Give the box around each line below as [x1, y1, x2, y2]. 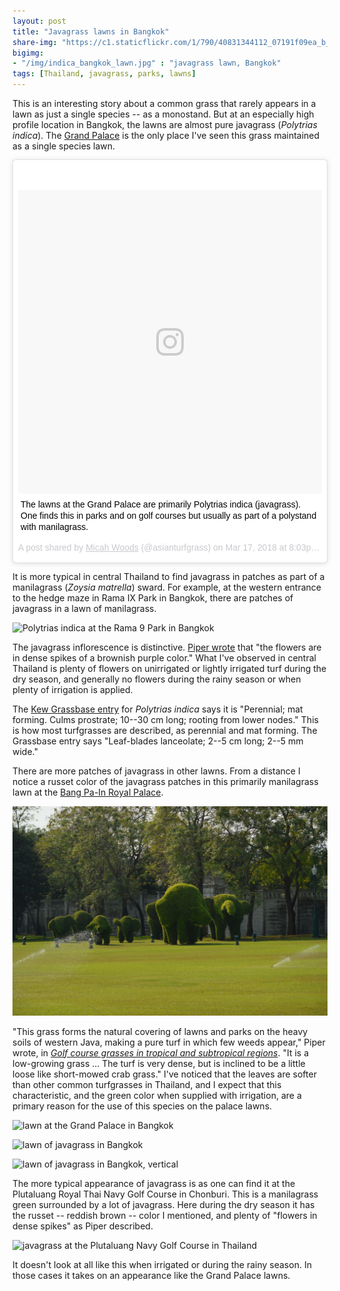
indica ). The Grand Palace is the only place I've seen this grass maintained [12, 130, 320, 141]
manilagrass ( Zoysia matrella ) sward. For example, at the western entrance [12, 581, 322, 593]
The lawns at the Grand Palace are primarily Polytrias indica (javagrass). [20, 499, 302, 510]
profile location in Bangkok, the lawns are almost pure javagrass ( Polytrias [12, 119, 318, 130]
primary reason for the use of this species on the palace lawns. [12, 1100, 273, 1112]
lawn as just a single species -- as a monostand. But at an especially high [12, 108, 315, 120]
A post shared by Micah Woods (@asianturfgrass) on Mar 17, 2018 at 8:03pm [18, 542, 319, 553]
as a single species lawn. [12, 140, 116, 152]
